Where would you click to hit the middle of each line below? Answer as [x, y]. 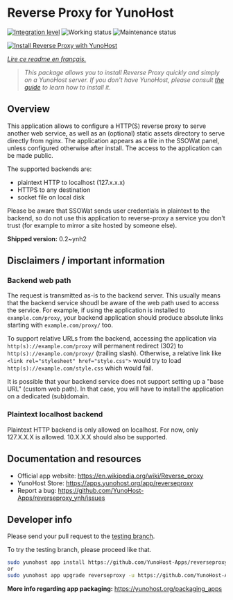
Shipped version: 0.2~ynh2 [47, 238]
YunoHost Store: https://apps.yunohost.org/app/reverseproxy [105, 483]
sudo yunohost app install [46, 562]
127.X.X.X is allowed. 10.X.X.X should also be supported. [87, 437]
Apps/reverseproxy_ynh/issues [61, 498]
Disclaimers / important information [86, 261]
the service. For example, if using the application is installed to [96, 310]
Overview [29, 109]
